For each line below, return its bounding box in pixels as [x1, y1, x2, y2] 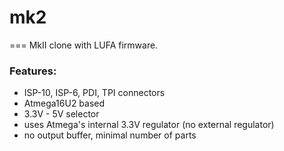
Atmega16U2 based [23, 97, 106, 110]
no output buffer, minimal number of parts [23, 129, 197, 141]
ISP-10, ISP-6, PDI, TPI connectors [23, 87, 166, 99]
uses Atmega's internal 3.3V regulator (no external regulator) [23, 119, 275, 131]
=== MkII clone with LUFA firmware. [9, 39, 159, 51]
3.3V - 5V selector [23, 108, 100, 120]
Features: [9, 64, 57, 78]
